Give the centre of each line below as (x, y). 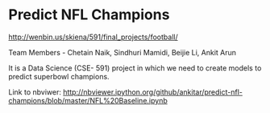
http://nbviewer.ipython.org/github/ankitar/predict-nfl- (153, 92)
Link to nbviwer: (35, 92)
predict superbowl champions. (59, 76)
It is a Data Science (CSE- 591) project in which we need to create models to (135, 68)
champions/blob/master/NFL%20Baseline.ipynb (88, 100)
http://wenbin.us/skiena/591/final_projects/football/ (93, 37)
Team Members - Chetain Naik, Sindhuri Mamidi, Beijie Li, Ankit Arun (122, 52)
